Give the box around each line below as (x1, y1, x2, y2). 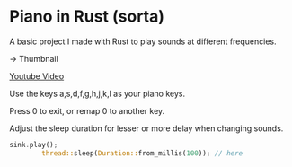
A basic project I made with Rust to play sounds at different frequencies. (9, 36, 277, 47)
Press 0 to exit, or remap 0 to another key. (9, 105, 165, 116)
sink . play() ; (9, 140, 58, 149)
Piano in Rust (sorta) (9, 6, 164, 27)
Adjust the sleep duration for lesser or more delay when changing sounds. (9, 123, 284, 134)
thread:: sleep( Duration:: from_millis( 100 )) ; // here (41, 148, 243, 158)
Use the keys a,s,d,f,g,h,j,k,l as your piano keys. (9, 88, 186, 99)
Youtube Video (9, 70, 65, 82)
